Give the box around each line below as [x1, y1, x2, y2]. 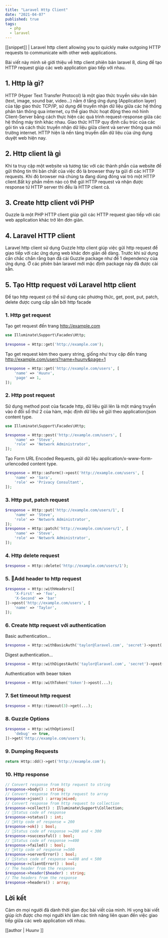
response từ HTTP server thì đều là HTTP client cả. [5, 184, 110, 190]
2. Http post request [5, 392, 55, 399]
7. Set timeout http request [5, 692, 71, 699]
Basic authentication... [5, 633, 51, 639]
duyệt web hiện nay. [5, 135, 47, 141]
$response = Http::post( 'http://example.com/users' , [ [5, 432, 122, 438]
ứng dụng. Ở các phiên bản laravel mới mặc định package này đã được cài [5, 261, 158, 267]
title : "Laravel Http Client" [5, 7, 68, 13]
